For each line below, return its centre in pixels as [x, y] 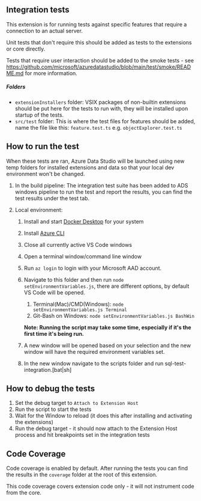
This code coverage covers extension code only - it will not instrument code [100, 487]
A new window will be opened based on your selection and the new [107, 345]
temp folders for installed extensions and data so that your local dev [90, 167]
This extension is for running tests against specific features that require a [97, 24]
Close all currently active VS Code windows [78, 244]
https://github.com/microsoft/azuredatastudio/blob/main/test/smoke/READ [99, 67]
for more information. [51, 73]
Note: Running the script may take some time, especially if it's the [107, 327]
